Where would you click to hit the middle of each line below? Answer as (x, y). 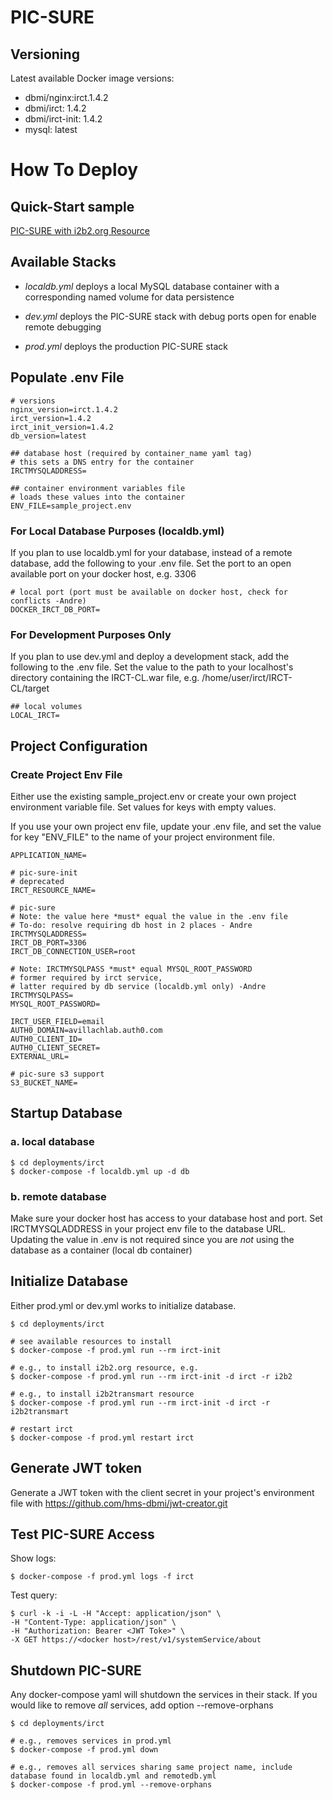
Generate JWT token (76, 1468)
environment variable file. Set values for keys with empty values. (143, 807)
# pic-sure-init (44, 872)
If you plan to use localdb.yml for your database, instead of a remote (151, 552)
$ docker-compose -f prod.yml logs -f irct (102, 1577)
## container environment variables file (98, 488)
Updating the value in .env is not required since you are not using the (152, 1239)
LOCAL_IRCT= (35, 716)
